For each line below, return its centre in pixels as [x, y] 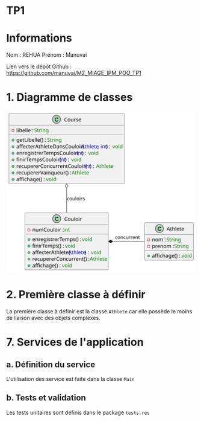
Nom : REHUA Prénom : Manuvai [47, 55]
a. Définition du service [51, 364]
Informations [39, 38]
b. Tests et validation [46, 398]
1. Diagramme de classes [70, 98]
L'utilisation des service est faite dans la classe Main [70, 379]
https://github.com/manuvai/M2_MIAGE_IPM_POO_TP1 [74, 73]
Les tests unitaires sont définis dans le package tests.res [78, 412]
